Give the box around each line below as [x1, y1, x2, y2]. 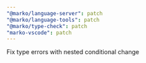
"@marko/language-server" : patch [6, 10, 103, 17]
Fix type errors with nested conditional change [6, 48, 140, 56]
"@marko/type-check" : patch [6, 23, 88, 29]
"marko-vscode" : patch [6, 29, 72, 36]
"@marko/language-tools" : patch [6, 16, 100, 23]
